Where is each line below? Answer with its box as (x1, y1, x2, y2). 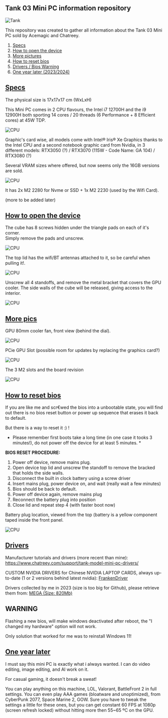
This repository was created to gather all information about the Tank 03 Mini (5, 27, 162, 33)
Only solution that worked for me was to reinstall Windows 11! (5, 633, 132, 639)
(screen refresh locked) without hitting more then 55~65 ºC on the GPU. (5, 707, 154, 713)
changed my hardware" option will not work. (5, 623, 97, 629)
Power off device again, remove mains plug (12, 492, 102, 498)
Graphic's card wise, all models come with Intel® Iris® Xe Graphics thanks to (5, 137, 163, 143)
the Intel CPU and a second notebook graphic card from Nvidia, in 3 (5, 142, 145, 148)
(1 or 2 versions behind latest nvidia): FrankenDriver (22, 575, 128, 581)
